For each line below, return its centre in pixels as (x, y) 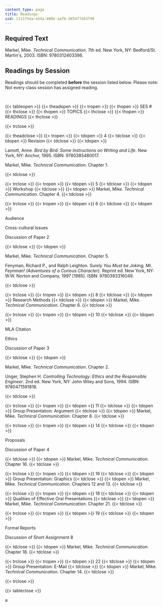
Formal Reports (20, 528)
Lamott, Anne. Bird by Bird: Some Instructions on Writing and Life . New (76, 150)
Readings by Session (37, 70)
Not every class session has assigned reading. (52, 88)
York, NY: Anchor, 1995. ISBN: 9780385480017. (52, 156)
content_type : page (25, 10)
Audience (15, 218)
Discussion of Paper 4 (27, 450)
